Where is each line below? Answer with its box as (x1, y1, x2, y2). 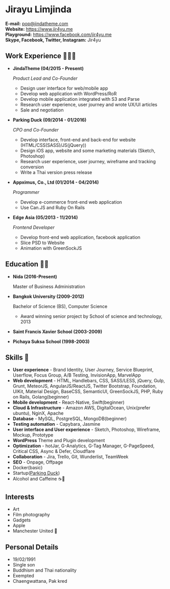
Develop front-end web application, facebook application (20, 234, 140, 240)
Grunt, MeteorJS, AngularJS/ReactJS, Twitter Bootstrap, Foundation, (12, 383, 157, 389)
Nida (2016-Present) (12, 273, 57, 279)
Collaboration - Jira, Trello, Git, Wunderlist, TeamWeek (12, 454, 129, 460)
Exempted (12, 573, 34, 579)
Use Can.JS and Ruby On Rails (20, 204, 85, 210)
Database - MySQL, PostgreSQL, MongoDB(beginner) (12, 416, 127, 422)
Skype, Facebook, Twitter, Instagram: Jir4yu (5, 37, 101, 43)
